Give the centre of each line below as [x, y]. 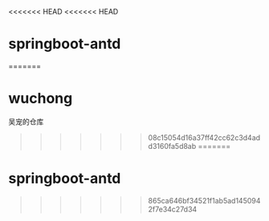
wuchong [41, 98]
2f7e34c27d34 [173, 209]
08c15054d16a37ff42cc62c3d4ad [204, 137]
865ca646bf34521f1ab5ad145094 [204, 200]
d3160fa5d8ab [172, 146]
